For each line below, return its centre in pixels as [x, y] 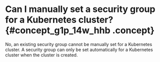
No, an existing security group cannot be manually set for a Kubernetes [79, 44]
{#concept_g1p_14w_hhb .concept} [80, 30]
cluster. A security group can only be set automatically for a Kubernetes [79, 49]
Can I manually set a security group [80, 9]
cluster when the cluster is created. [41, 55]
